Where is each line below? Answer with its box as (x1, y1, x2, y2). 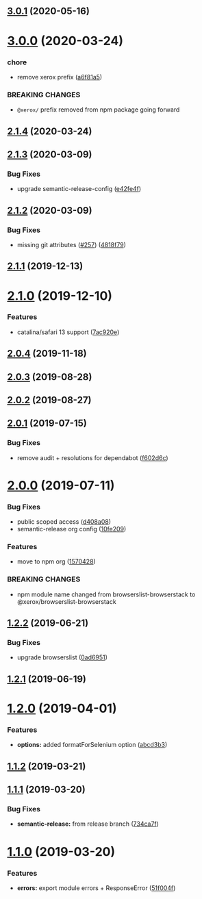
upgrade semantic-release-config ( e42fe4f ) (16, 185, 142, 193)
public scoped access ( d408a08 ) (16, 518, 112, 526)
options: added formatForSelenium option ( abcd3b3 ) (16, 741, 168, 749)
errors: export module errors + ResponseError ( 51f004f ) (16, 883, 176, 892)
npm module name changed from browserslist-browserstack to (16, 590, 196, 598)
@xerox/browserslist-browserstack (16, 597, 116, 605)
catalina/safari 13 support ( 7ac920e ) (16, 328, 120, 336)
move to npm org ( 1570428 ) (16, 557, 96, 566)
